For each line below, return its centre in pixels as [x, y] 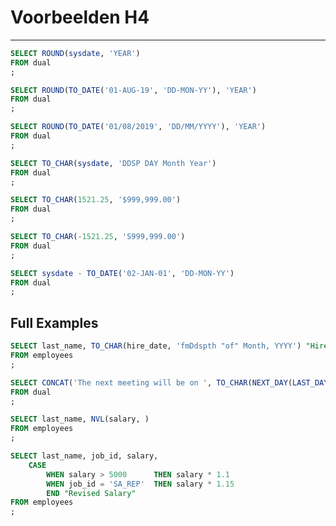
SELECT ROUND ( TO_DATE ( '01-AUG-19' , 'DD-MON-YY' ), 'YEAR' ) [133, 90]
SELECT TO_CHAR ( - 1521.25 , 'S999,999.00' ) [98, 237]
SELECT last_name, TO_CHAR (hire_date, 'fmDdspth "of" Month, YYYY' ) [156, 346]
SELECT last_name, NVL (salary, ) [80, 419]
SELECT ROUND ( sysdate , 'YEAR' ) [75, 53]
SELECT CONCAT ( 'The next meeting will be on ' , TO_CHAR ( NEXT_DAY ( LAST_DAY [169, 382]
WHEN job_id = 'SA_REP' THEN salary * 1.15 [140, 484]
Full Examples [54, 322]
